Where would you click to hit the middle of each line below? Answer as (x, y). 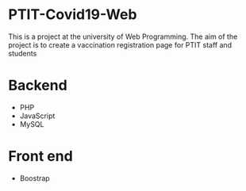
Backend (38, 86)
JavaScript (37, 116)
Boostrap (35, 178)
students (23, 53)
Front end (40, 157)
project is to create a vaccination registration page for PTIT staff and (120, 44)
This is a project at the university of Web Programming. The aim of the (123, 36)
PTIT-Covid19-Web (73, 15)
